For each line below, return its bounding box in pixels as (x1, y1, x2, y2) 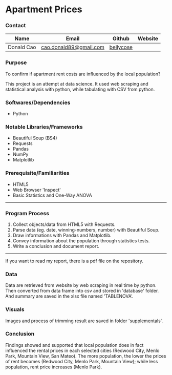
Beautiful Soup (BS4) (12, 135, 57, 141)
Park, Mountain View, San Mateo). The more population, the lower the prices (5, 352, 166, 359)
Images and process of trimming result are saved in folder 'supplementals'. (5, 318, 163, 324)
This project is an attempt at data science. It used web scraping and (5, 80, 148, 87)
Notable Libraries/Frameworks (5, 123, 83, 130)
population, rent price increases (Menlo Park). (5, 364, 102, 370)
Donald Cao (8, 44, 36, 51)
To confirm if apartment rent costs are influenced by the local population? (5, 71, 161, 77)
